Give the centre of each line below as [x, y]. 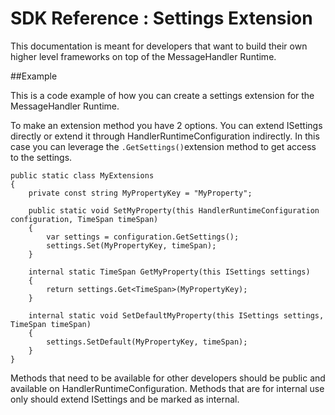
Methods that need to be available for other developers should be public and [168, 378]
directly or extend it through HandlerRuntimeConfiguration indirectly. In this [165, 136]
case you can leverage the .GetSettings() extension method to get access [163, 146]
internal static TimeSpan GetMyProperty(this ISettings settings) [169, 272]
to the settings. [41, 157]
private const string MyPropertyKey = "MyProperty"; [140, 193]
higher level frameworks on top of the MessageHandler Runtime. [143, 56]
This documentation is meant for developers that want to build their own [159, 46]
